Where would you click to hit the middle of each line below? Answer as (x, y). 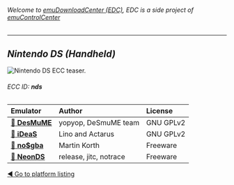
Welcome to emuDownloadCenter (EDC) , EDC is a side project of (100, 10)
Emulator (26, 111)
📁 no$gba (27, 145)
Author (71, 111)
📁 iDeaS (24, 134)
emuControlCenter (34, 17)
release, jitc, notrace (92, 157)
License (159, 111)
